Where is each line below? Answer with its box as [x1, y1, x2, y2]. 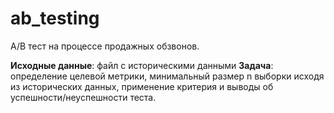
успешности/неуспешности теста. [10, 91, 157, 103]
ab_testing [10, 7, 100, 30]
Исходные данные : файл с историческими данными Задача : [10, 59, 274, 71]
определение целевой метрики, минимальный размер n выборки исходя [10, 70, 325, 82]
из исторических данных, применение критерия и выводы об [10, 80, 274, 92]
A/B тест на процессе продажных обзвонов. [10, 40, 200, 52]
